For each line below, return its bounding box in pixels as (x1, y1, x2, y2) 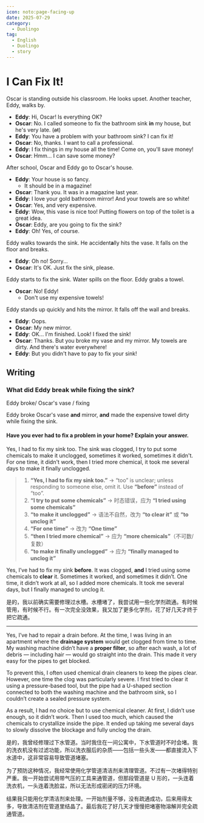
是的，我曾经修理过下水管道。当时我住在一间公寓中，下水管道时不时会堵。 (6, 738, 192, 746)
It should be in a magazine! (24, 182, 92, 189)
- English (12, 37, 36, 43)
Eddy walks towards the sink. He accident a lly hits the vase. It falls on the (6, 239, 188, 247)
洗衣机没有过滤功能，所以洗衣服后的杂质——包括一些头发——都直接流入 (11, 746, 192, 754)
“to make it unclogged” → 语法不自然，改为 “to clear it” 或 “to (30, 511, 189, 518)
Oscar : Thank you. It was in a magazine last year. (15, 188, 138, 195)
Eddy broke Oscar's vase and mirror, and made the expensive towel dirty (6, 411, 189, 419)
